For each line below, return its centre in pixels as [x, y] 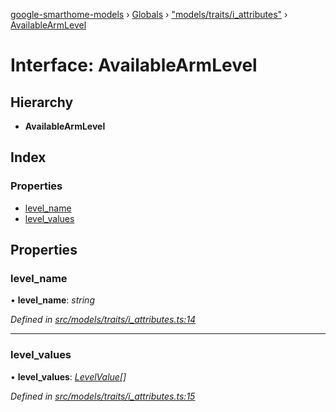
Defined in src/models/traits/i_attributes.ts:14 [103, 320]
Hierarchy [42, 102]
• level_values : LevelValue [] [68, 376]
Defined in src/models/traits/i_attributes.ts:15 [103, 396]
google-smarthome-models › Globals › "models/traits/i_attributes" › [149, 14]
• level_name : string [52, 300]
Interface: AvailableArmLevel [134, 65]
